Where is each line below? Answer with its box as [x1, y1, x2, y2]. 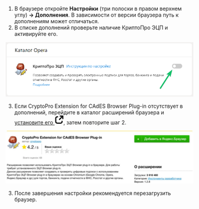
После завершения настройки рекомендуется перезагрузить [14, 189, 171, 196]
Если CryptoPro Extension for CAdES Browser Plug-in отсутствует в [14, 102, 183, 110]
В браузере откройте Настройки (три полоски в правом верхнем [14, 5, 182, 12]
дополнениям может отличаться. [14, 18, 99, 24]
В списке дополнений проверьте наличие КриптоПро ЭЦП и [14, 24, 168, 31]
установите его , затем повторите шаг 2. [14, 119, 126, 126]
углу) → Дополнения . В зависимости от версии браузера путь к [14, 11, 179, 18]
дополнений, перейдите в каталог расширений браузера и [14, 109, 164, 116]
